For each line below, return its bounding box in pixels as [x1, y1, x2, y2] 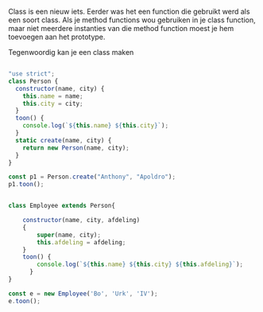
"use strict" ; [8, 70, 56, 78]
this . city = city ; [22, 99, 83, 107]
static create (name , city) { [15, 136, 112, 144]
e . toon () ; [8, 297, 41, 305]
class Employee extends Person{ [8, 202, 115, 210]
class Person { [8, 77, 59, 85]
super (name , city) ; [37, 231, 102, 239]
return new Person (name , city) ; [22, 143, 130, 152]
